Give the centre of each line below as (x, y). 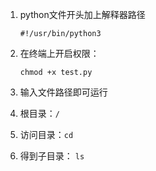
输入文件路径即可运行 (63, 92)
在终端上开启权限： (59, 53)
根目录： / (39, 113)
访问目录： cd (46, 134)
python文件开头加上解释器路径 (82, 14)
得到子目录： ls (52, 156)
